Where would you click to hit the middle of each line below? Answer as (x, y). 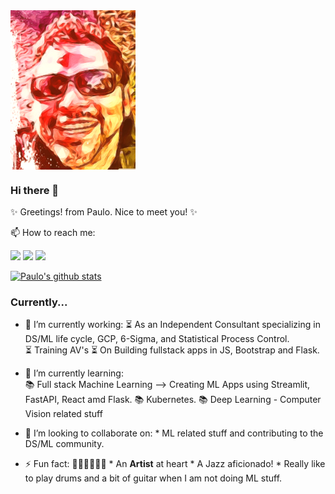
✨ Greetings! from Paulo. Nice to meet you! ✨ (104, 212)
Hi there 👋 (35, 190)
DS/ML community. (64, 444)
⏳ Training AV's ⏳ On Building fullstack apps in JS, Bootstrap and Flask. (172, 350)
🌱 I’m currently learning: (74, 373)
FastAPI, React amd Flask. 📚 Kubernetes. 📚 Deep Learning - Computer (173, 400)
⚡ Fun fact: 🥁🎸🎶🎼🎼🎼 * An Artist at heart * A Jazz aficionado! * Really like (175, 464)
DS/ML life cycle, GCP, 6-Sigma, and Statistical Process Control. (157, 339)
